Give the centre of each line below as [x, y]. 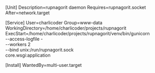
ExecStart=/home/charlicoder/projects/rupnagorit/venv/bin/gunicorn [77, 33]
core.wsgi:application [28, 55]
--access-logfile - [24, 39]
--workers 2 [18, 44]
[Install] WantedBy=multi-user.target [43, 65]
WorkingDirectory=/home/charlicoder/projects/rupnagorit [66, 28]
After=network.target [28, 13]
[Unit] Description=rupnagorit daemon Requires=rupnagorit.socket [76, 7]
